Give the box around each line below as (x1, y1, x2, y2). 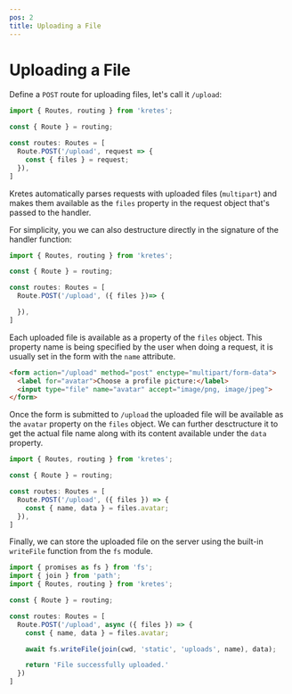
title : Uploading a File (9, 21, 101, 30)
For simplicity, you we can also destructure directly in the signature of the (9, 224, 279, 235)
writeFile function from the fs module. (9, 546, 153, 557)
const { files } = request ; (25, 155, 129, 164)
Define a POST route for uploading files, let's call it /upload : (9, 89, 223, 100)
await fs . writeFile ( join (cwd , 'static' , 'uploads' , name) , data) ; (25, 644, 277, 654)
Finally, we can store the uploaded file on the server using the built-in (9, 536, 264, 547)
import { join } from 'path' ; (9, 572, 122, 581)
